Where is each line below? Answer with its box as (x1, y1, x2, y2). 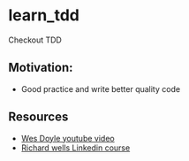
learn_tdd (8, 5, 80, 26)
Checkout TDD (8, 34, 63, 45)
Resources (8, 110, 69, 125)
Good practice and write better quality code (20, 83, 181, 94)
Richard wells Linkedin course (20, 142, 131, 153)
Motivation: (8, 60, 73, 75)
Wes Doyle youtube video (20, 133, 116, 143)
